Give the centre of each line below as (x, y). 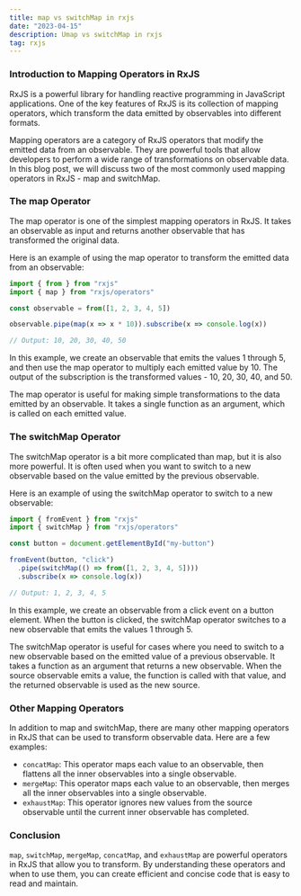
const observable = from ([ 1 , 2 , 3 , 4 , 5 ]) (90, 308)
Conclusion (35, 835)
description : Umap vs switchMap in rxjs (86, 34)
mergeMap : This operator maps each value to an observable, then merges (156, 783)
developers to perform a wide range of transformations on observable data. (149, 159)
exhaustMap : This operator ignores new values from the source (137, 802)
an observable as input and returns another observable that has (127, 230)
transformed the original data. (64, 240)
